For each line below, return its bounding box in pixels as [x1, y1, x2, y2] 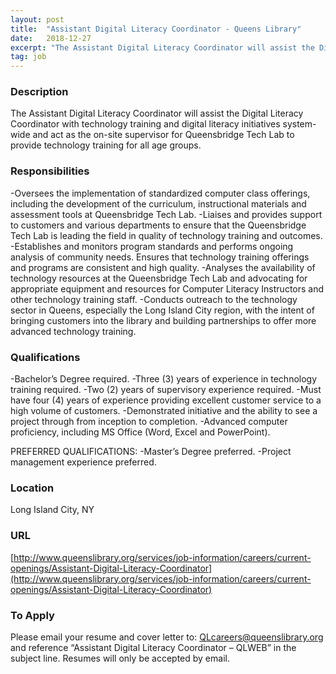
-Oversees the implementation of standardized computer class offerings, [10, 187, 311, 199]
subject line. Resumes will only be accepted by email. [10, 652, 230, 664]
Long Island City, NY [10, 504, 95, 516]
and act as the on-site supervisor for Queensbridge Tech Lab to [32, 129, 295, 141]
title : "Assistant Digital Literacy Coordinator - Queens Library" [10, 24, 302, 34]
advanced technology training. [10, 325, 137, 337]
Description [10, 85, 69, 99]
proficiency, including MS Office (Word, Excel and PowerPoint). [10, 426, 271, 438]
